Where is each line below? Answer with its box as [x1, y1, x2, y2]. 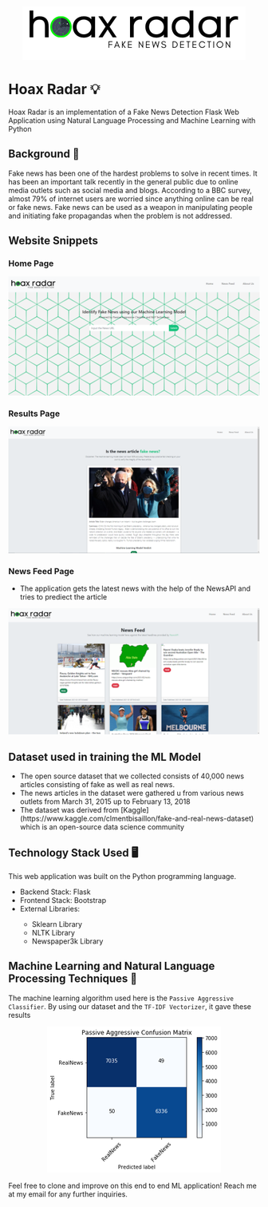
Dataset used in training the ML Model [8, 750, 202, 764]
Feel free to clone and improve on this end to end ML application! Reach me [8, 1181, 257, 1190]
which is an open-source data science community [19, 822, 185, 832]
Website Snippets [8, 234, 98, 247]
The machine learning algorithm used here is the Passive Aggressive [8, 993, 234, 1003]
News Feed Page [8, 565, 74, 576]
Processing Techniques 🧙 [8, 972, 138, 986]
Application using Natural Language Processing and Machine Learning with [8, 115, 256, 125]
